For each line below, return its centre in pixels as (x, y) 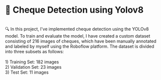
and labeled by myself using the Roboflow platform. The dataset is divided (80, 46)
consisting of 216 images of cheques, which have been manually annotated (81, 41)
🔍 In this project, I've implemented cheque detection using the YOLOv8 (77, 29)
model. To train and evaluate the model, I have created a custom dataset (78, 36)
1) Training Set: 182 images (32, 62)
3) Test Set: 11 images (27, 72)
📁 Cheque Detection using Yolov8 (74, 10)
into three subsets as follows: (35, 51)
